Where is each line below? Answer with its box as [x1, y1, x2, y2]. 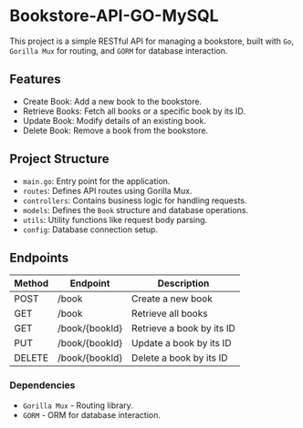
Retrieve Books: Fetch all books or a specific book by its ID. [22, 106, 246, 117]
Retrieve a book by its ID [131, 322, 235, 335]
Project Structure [9, 151, 110, 167]
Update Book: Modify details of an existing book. [22, 115, 207, 126]
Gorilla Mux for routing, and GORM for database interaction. [9, 45, 228, 56]
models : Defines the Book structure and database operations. [22, 204, 249, 215]
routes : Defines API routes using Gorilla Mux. [22, 185, 193, 196]
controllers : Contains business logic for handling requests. [22, 195, 247, 206]
